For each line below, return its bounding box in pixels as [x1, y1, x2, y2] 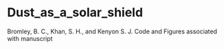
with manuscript [7, 34, 53, 42]
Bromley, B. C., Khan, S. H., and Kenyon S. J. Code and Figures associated [7, 27, 218, 35]
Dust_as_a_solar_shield [7, 5, 143, 20]
